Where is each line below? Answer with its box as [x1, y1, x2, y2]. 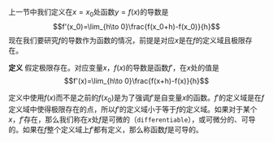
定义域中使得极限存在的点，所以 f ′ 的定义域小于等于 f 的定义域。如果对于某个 [8, 104, 258, 114]
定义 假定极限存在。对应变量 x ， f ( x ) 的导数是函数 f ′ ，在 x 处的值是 [8, 62, 219, 72]
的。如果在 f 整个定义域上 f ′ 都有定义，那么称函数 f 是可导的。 [8, 124, 203, 134]
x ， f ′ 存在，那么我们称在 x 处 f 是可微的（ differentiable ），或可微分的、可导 [8, 114, 256, 124]
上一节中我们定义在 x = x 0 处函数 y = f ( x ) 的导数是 [8, 7, 169, 19]
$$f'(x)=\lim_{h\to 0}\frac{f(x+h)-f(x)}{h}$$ [63, 75, 210, 85]
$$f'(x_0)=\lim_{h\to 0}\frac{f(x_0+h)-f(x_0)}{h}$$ [52, 21, 221, 31]
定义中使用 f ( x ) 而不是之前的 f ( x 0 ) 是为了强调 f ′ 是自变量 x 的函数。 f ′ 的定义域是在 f [8, 93, 265, 104]
